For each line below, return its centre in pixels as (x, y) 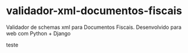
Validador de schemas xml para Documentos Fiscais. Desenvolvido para (94, 27)
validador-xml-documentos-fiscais (94, 11)
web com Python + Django (38, 33)
